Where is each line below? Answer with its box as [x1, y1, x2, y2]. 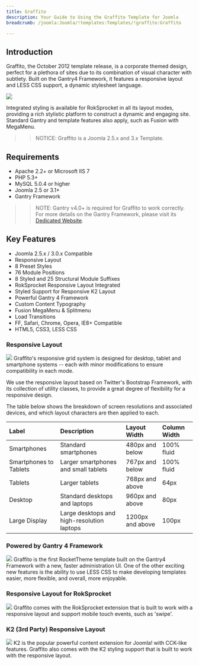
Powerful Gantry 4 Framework [14, 294, 89, 301]
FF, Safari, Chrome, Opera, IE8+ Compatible [14, 319, 123, 327]
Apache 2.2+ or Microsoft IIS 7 [14, 167, 90, 175]
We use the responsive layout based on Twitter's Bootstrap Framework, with [6, 379, 192, 386]
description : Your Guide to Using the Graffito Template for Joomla [6, 14, 179, 20]
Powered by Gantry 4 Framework [6, 541, 103, 550]
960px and [126, 492, 157, 501]
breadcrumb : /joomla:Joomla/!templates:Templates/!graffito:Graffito [6, 20, 182, 26]
